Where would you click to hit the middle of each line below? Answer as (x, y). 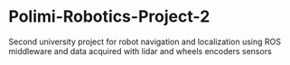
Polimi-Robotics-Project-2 (109, 17)
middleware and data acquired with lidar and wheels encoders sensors (140, 51)
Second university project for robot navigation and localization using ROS (145, 42)
